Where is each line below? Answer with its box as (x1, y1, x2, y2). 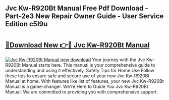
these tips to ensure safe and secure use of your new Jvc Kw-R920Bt (5, 73, 150, 79)
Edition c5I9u (5, 20, 48, 28)
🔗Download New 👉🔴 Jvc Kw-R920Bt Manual (5, 40, 150, 49)
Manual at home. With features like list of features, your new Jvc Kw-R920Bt (5, 78, 164, 84)
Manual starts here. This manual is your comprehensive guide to (22, 62, 155, 68)
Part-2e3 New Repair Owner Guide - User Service (5, 12, 164, 21)
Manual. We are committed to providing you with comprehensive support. (5, 89, 158, 95)
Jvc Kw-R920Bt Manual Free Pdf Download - (5, 4, 149, 13)
